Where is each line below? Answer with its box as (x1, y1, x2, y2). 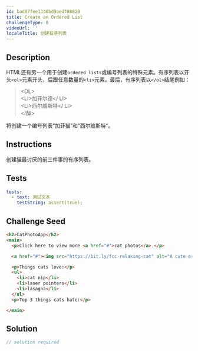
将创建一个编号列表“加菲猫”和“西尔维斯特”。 (6, 122, 114, 129)
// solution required (6, 339, 60, 345)
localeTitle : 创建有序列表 (6, 31, 67, 37)
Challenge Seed (6, 216, 66, 226)
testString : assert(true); (16, 200, 83, 206)
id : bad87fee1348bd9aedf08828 (6, 8, 81, 15)
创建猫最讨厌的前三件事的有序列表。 (6, 155, 94, 163)
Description (6, 52, 50, 62)
